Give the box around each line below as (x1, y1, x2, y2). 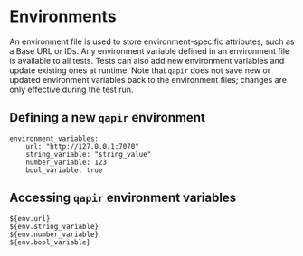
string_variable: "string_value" (25, 150, 152, 159)
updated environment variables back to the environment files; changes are (9, 74, 288, 85)
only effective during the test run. (9, 84, 134, 95)
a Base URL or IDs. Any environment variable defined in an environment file (9, 45, 290, 56)
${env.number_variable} (9, 230, 99, 239)
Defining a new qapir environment (9, 110, 205, 125)
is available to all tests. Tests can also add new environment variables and (9, 55, 285, 66)
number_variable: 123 (25, 158, 107, 167)
